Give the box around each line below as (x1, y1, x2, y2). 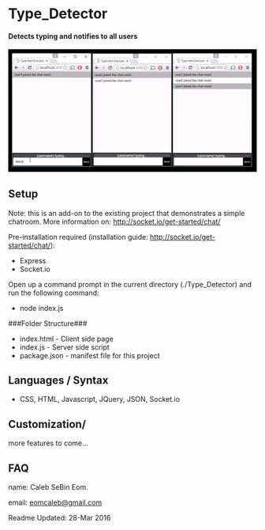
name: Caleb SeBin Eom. (8, 482, 88, 491)
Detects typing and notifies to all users (8, 31, 138, 40)
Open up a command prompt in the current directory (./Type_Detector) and (8, 279, 252, 289)
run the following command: (8, 288, 100, 297)
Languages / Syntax (8, 373, 109, 387)
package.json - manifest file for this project (19, 350, 160, 360)
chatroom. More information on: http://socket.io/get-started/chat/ (8, 217, 221, 226)
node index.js (19, 303, 64, 312)
